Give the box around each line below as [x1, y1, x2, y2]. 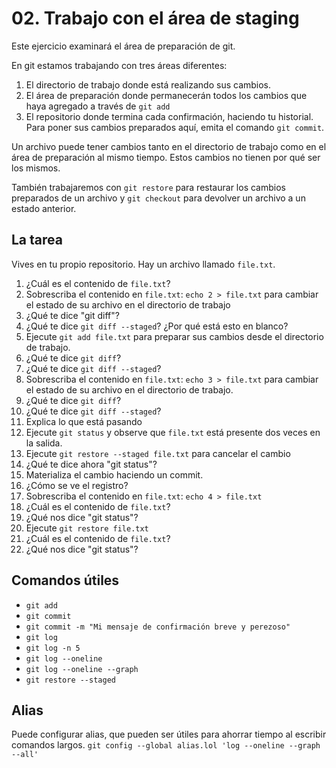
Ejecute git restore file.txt [25, 522, 149, 534]
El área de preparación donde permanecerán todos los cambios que [25, 89, 308, 101]
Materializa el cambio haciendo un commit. [25, 468, 204, 481]
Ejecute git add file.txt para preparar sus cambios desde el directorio [25, 330, 324, 342]
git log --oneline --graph [25, 664, 139, 674]
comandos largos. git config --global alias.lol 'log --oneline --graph [11, 739, 321, 751]
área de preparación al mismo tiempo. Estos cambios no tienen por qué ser [11, 151, 321, 163]
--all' [11, 750, 39, 760]
